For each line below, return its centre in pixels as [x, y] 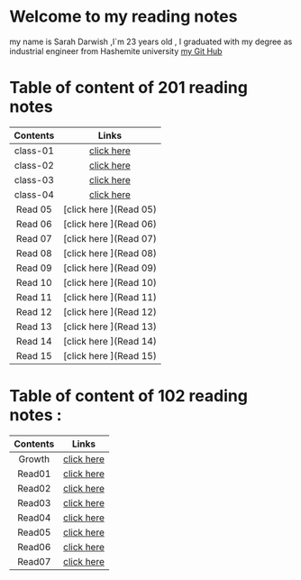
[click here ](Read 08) [110, 253]
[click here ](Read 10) [110, 282]
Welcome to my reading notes [123, 17]
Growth [34, 459]
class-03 [34, 180]
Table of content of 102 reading [128, 396]
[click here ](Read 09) [110, 268]
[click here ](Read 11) [110, 297]
